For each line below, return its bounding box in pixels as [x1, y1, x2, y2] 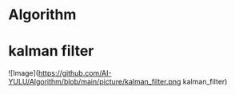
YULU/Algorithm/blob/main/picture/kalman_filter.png [8, 77, 181, 87]
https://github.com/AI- [38, 69, 112, 78]
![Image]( [8, 69, 38, 78]
